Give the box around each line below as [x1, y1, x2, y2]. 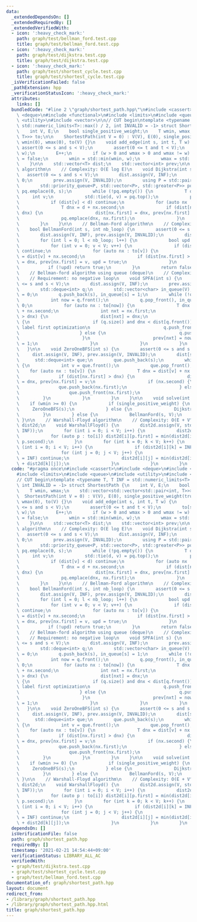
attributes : [11, 95, 41, 101]
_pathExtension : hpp [11, 85, 62, 91]
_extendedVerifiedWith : [11, 25, 69, 31]
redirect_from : [6, 891, 43, 897]
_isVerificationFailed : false [11, 80, 85, 86]
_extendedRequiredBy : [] [11, 19, 72, 25]
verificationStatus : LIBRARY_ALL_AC [11, 853, 101, 859]
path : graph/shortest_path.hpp [11, 836, 88, 842]
